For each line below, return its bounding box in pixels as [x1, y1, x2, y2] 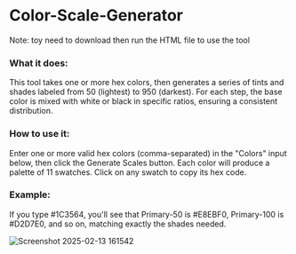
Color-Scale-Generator [9, 5, 184, 26]
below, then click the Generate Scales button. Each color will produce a [9, 157, 270, 168]
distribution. [9, 106, 53, 116]
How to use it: [9, 128, 70, 140]
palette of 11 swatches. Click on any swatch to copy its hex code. [9, 166, 247, 178]
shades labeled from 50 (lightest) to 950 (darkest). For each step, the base [9, 86, 283, 98]
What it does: [9, 57, 68, 69]
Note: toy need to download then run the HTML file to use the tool [9, 35, 251, 45]
